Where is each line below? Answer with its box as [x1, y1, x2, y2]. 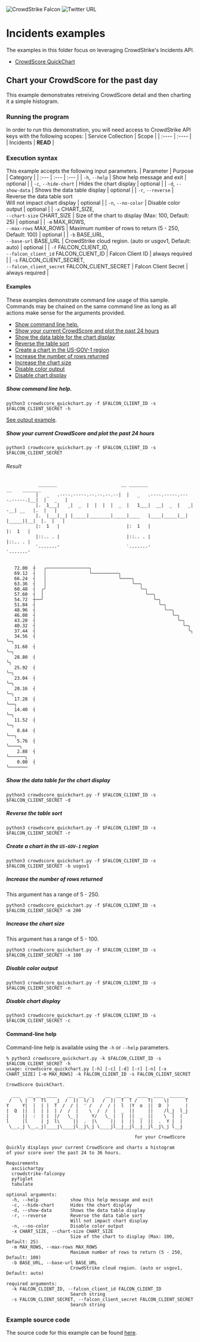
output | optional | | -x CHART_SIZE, [6, 205, 94, 213]
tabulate [11, 1181, 33, 1187]
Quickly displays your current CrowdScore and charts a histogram [6, 1144, 175, 1150]
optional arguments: [6, 1192, 58, 1198]
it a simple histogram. [6, 98, 59, 105]
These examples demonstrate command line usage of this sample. [6, 296, 170, 304]
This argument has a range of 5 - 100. [6, 935, 99, 943]
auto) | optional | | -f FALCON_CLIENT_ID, [6, 244, 109, 251]
